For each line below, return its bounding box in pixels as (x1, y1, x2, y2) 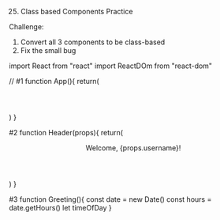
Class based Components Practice (20, 7, 133, 16)
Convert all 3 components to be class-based (20, 37, 166, 47)
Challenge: (9, 22, 44, 31)
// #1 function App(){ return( (9, 77, 99, 85)
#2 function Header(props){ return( (9, 128, 124, 137)
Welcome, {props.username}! (85, 143, 181, 153)
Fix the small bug (20, 46, 76, 55)
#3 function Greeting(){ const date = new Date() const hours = (9, 195, 212, 204)
